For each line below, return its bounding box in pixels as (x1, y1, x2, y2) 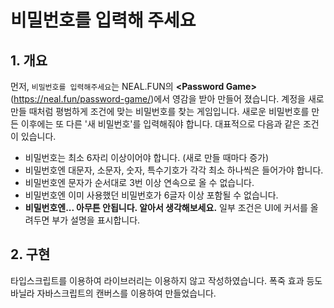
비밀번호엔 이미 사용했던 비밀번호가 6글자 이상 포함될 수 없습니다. (24, 189, 279, 201)
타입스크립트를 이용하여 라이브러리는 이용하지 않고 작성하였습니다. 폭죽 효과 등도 (10, 274, 323, 286)
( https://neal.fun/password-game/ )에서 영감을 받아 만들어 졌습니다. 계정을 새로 (10, 93, 325, 105)
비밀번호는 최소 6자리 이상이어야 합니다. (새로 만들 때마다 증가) (24, 152, 270, 163)
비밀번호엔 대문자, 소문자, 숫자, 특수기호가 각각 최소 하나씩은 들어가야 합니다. (24, 164, 324, 176)
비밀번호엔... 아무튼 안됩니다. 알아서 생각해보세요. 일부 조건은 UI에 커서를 (24, 202, 308, 213)
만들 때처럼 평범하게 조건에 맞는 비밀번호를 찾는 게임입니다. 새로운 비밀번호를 (10, 106, 310, 117)
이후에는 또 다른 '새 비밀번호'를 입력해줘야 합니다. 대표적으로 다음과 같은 (20, 118, 301, 130)
